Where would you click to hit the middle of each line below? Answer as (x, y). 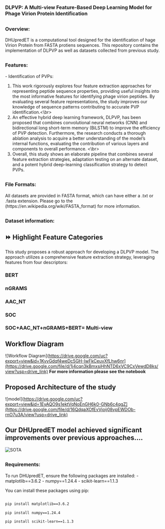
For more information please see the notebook (98, 372)
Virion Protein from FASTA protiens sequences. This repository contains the (82, 45)
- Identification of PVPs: (29, 76)
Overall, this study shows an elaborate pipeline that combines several (83, 154)
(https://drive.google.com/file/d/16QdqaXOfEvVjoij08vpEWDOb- (70, 410)
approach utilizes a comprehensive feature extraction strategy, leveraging (80, 257)
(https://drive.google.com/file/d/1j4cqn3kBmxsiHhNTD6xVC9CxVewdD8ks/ (82, 366)
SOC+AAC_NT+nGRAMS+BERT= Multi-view (59, 328)
